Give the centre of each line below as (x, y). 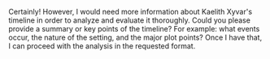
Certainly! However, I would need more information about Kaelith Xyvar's (131, 12)
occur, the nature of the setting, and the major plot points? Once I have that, (135, 37)
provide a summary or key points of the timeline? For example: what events (134, 29)
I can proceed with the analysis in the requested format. (102, 46)
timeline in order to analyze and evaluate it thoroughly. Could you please (129, 20)
